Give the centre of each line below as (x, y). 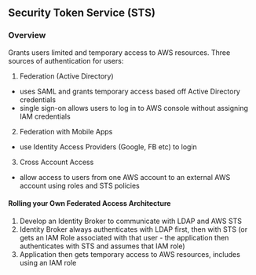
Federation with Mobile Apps (66, 131)
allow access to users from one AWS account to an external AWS (125, 177)
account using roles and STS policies (79, 185)
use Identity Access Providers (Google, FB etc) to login (108, 147)
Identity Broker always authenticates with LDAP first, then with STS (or (133, 229)
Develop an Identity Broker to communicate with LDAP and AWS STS (130, 221)
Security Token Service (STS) (82, 13)
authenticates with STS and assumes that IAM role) (102, 246)
